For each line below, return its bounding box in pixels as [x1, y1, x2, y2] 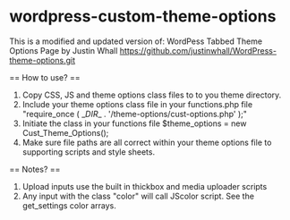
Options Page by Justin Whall [9, 45, 118, 55]
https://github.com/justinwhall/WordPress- [119, 45, 277, 55]
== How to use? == [9, 72, 81, 82]
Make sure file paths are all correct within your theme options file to [21, 137, 272, 148]
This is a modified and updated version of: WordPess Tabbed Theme [9, 36, 262, 47]
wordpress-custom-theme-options [9, 6, 277, 27]
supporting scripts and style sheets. [21, 146, 155, 157]
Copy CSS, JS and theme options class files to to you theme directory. [21, 89, 282, 100]
